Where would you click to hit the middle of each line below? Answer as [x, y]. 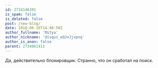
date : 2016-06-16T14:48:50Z [34, 28]
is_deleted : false [24, 19]
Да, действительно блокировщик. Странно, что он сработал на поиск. [79, 60]
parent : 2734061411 [25, 46]
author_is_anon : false [28, 42]
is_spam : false [21, 14]
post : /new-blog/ [23, 23]
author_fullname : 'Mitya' [32, 33]
